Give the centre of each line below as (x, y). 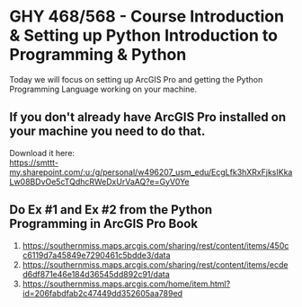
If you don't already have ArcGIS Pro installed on (147, 117)
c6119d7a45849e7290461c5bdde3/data (96, 255)
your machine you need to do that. (107, 132)
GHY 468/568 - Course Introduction (147, 17)
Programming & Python (98, 55)
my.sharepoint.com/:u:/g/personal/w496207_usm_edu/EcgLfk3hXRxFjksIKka (151, 171)
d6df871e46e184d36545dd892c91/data (96, 274)
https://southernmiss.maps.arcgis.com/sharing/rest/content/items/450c (155, 245)
